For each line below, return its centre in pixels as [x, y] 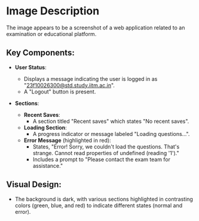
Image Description [53, 11]
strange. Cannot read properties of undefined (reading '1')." [106, 153]
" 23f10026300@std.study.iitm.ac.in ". [69, 85]
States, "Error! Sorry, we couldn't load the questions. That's [106, 146]
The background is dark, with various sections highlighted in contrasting [104, 199]
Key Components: [40, 53]
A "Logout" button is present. [60, 92]
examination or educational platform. [51, 34]
